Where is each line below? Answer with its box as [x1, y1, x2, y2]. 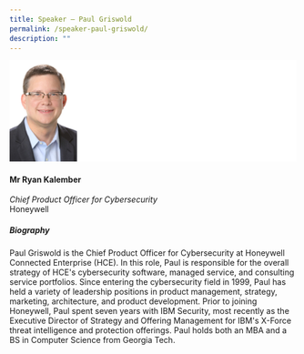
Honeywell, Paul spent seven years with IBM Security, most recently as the [9, 306, 289, 317]
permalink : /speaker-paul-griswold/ [9, 24, 148, 34]
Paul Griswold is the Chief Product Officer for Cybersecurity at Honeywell [9, 248, 285, 258]
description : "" [9, 34, 71, 43]
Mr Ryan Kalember [9, 174, 82, 185]
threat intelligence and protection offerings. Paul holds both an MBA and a [9, 325, 288, 336]
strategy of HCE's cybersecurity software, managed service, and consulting [9, 267, 295, 278]
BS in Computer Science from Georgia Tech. [9, 335, 176, 346]
